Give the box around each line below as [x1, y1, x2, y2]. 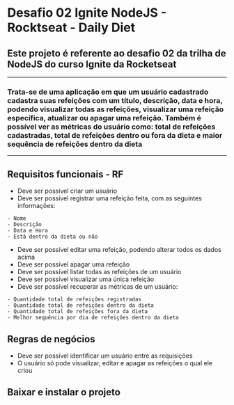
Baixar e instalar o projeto [7, 386, 120, 398]
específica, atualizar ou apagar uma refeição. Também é [7, 113, 202, 122]
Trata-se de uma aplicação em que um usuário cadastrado [7, 87, 209, 97]
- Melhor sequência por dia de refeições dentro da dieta [7, 315, 179, 321]
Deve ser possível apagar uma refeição [17, 260, 130, 269]
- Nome [7, 215, 26, 222]
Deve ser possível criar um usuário [17, 186, 117, 196]
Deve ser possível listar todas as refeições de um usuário [17, 268, 182, 276]
